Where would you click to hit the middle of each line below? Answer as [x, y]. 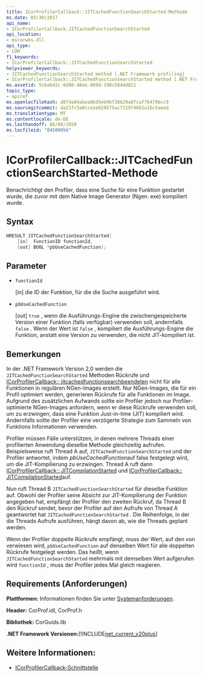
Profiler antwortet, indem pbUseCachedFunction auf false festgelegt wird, [98, 458]
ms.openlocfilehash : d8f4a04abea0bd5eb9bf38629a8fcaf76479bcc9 [88, 102]
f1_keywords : [23, 57]
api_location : [24, 35]
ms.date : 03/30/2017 [32, 18]
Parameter [27, 266]
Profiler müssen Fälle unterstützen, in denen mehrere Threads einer [90, 438]
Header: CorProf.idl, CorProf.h [44, 610]
